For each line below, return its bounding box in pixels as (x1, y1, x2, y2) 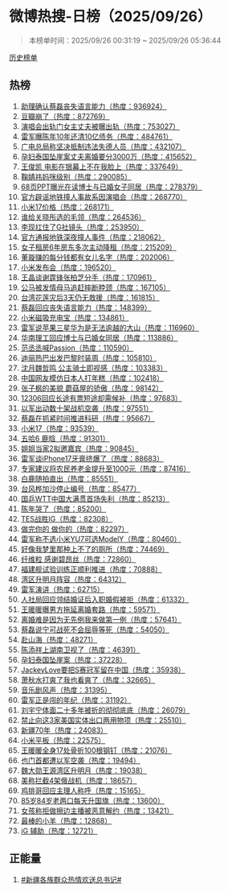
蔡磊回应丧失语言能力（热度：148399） (20, 303, 152, 312)
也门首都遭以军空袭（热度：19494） (20, 755, 140, 765)
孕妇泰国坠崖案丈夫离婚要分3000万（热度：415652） (20, 151, 197, 161)
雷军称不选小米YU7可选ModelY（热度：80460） (20, 534, 181, 543)
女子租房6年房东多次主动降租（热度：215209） (20, 242, 177, 252)
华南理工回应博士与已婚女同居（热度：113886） (20, 332, 178, 342)
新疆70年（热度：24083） (20, 725, 108, 735)
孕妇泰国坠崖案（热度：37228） (20, 655, 128, 664)
